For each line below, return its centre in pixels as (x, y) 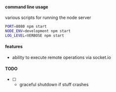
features (14, 47)
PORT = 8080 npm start (26, 27)
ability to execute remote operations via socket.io (61, 57)
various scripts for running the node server (48, 18)
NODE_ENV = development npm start (38, 31)
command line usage (27, 7)
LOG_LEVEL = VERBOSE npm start (35, 36)
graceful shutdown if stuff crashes (54, 85)
